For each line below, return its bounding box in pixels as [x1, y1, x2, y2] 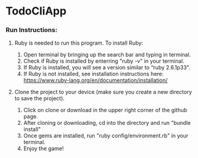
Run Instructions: [5, 26, 58, 34]
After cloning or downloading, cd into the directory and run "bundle [23, 119, 191, 127]
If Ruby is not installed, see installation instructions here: [23, 71, 164, 78]
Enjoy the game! [23, 145, 64, 152]
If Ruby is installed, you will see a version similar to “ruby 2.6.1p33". [23, 64, 191, 71]
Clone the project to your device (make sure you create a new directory [14, 89, 193, 96]
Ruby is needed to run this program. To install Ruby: [14, 39, 143, 46]
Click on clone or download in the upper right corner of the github [23, 107, 188, 114]
